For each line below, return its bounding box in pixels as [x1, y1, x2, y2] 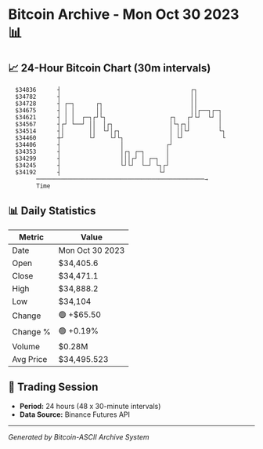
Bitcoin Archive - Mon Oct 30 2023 [8, 5, 240, 24]
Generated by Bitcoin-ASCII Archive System [8, 432, 150, 441]
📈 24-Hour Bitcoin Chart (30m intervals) [8, 61, 211, 75]
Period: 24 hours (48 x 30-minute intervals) [19, 401, 161, 411]
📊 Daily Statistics [8, 204, 96, 217]
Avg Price [12, 353, 48, 364]
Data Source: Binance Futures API [19, 410, 131, 419]
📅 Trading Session [8, 381, 99, 394]
